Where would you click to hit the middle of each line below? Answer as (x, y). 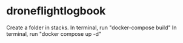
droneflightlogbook (56, 11)
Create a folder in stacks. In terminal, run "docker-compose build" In (91, 27)
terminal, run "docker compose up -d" (54, 33)
